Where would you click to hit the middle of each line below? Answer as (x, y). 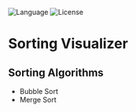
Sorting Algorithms (56, 72)
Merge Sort (38, 99)
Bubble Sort (39, 91)
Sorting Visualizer (68, 44)
